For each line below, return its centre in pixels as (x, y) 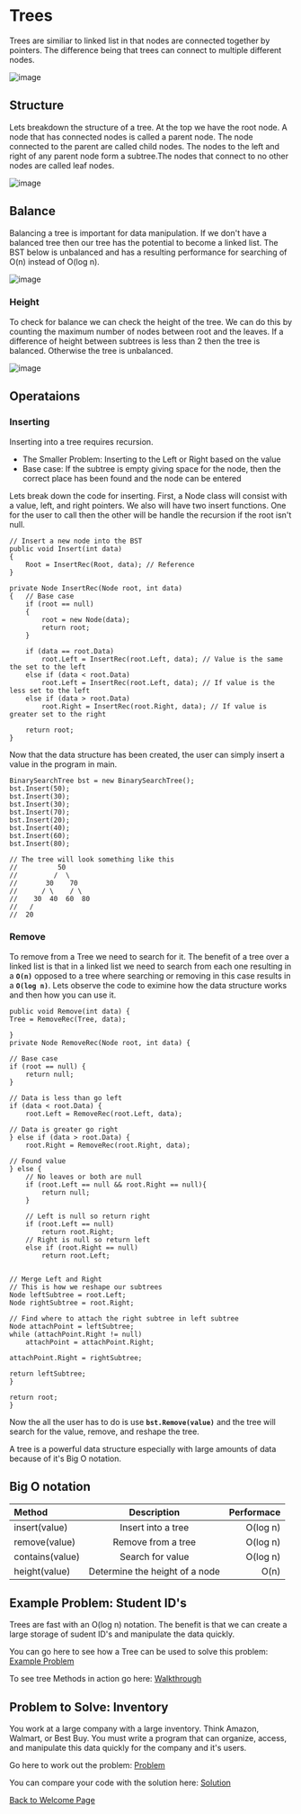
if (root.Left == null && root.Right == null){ (116, 1185)
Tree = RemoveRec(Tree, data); (68, 1019)
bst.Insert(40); (40, 828)
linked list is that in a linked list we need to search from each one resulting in (150, 966)
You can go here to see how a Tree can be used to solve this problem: (139, 1652)
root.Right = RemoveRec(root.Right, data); (108, 1145)
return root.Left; (76, 1255)
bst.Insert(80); (40, 844)
